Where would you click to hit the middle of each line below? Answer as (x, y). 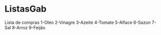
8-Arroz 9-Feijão (29, 27)
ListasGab (26, 9)
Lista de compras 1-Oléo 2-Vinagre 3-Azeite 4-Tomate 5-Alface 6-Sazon (78, 22)
